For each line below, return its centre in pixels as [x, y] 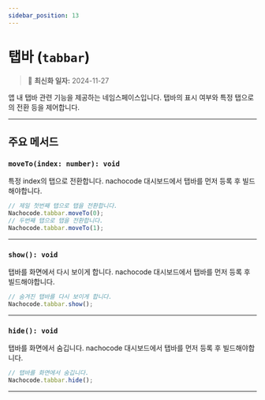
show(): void [33, 255]
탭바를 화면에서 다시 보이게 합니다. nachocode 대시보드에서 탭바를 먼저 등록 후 [129, 272]
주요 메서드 [34, 142]
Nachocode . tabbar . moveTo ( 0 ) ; [56, 213]
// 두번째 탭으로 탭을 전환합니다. [56, 221]
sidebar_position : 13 [44, 15]
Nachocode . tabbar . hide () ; [50, 380]
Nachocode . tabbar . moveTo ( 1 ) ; [56, 228]
